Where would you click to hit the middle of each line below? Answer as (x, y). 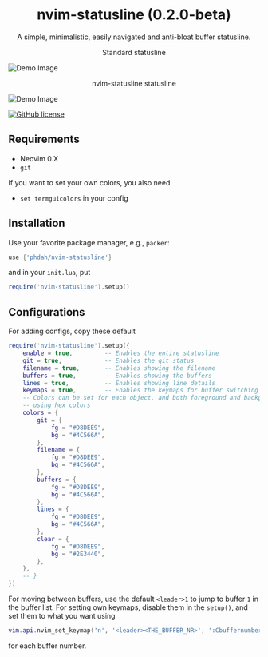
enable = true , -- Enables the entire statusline (121, 353)
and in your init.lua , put (49, 273)
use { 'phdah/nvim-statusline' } (60, 257)
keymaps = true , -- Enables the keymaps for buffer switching (141, 390)
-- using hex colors (57, 405)
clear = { (53, 539)
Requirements (44, 139)
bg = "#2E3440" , (78, 554)
